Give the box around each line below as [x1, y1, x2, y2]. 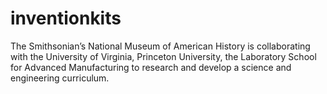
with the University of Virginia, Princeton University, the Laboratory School [10, 50, 317, 62]
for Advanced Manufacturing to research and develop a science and [10, 61, 292, 73]
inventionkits [10, 7, 122, 30]
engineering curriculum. [10, 72, 110, 84]
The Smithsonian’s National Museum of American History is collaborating [10, 40, 311, 52]
